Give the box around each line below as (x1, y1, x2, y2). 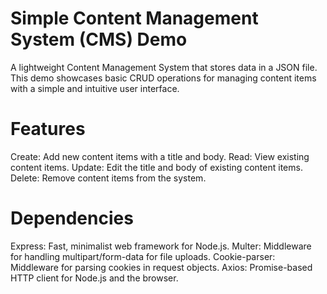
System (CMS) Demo (10, 28, 188, 51)
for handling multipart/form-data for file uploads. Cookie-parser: (10, 250, 276, 262)
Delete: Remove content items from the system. (10, 172, 207, 184)
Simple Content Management (10, 7, 259, 30)
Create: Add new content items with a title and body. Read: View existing (10, 150, 310, 162)
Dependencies (10, 207, 134, 230)
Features (10, 118, 86, 141)
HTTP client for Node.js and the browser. (10, 272, 179, 284)
